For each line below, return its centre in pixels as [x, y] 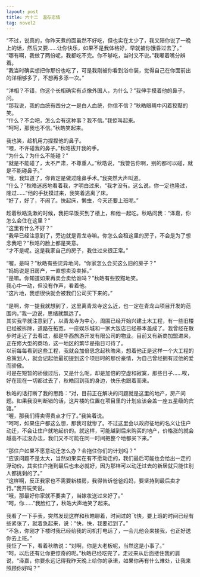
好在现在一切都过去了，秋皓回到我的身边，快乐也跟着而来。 [79, 381]
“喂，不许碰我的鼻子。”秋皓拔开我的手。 [54, 148]
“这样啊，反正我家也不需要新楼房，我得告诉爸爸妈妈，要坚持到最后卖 [91, 481]
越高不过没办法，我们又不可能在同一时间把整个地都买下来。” [79, 438]
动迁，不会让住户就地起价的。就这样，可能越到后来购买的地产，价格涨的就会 [100, 431]
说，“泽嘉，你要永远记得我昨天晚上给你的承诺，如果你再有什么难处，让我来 [99, 561]
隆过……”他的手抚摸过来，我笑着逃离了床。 [59, 193]
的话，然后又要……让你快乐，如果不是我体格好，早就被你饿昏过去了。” [96, 48]
